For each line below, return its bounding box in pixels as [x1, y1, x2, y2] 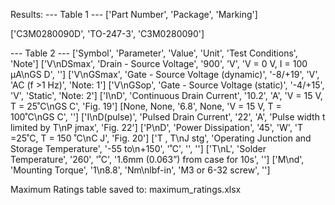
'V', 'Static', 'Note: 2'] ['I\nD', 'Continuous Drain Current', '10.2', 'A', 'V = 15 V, [10, 90, 323, 101]
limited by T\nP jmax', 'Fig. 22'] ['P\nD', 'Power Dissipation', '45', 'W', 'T [10, 122, 304, 133]
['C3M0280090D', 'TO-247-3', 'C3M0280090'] [10, 28, 205, 39]
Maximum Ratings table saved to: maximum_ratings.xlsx [10, 184, 242, 195]
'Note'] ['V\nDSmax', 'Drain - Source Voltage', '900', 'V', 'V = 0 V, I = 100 [10, 58, 308, 69]
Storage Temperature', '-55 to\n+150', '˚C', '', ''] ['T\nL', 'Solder [10, 143, 267, 154]
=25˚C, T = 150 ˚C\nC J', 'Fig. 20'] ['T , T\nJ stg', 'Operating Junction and [10, 132, 312, 144]
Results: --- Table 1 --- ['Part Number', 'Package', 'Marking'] [10, 9, 258, 20]
